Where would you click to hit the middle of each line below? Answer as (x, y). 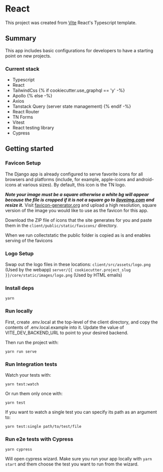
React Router (26, 112)
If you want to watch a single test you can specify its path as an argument (81, 412)
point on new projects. (28, 56)
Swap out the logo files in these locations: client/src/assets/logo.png (78, 264)
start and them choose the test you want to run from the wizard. (72, 464)
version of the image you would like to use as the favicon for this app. (77, 210)
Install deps (19, 288)
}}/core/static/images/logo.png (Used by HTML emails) (64, 275)
